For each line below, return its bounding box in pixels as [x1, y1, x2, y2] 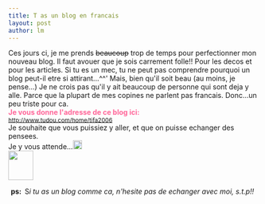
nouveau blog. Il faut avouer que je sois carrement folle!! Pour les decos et [8, 57, 252, 66]
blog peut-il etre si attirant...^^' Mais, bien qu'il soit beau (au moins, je [8, 73, 236, 84]
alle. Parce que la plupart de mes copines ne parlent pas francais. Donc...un [8, 91, 257, 100]
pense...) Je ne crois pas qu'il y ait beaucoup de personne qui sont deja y [8, 82, 249, 92]
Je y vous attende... [8, 142, 73, 151]
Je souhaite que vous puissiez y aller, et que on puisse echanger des [8, 123, 235, 132]
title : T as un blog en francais [8, 11, 119, 20]
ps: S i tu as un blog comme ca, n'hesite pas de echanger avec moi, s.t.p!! [10, 186, 255, 196]
